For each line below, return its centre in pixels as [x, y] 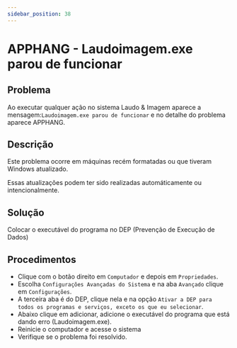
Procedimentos [42, 259]
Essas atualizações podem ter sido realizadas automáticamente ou [104, 183]
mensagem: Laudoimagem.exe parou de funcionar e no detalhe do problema [117, 115]
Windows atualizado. [38, 169]
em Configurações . [45, 292]
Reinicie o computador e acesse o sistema [79, 330]
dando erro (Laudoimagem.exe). [64, 322]
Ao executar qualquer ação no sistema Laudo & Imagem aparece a [104, 107]
